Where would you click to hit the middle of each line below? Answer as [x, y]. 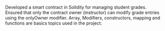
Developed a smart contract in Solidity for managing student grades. [76, 7]
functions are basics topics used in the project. [54, 23]
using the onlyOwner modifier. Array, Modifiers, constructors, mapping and [83, 18]
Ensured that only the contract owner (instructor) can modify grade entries [82, 12]
